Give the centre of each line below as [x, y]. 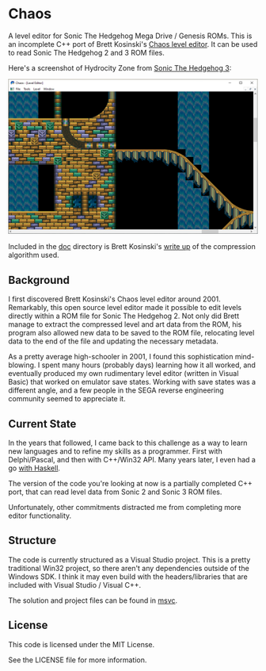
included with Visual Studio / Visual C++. [74, 585]
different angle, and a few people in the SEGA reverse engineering [116, 390]
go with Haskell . [34, 468]
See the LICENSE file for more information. [78, 660]
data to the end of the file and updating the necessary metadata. [114, 341]
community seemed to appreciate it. [67, 399]
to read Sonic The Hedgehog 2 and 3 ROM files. [86, 52]
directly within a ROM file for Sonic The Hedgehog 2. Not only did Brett [124, 316]
